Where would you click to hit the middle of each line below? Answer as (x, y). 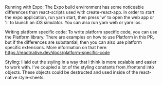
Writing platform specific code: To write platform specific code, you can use (81, 32)
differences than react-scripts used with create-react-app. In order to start (80, 12)
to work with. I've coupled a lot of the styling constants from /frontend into (80, 67)
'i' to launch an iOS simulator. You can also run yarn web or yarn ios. (73, 22)
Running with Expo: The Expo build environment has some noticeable (75, 7)
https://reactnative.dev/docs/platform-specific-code (58, 52)
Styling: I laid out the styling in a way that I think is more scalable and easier (81, 62)
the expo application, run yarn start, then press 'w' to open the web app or (80, 17)
